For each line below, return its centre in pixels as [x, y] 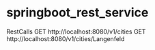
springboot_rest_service [77, 13]
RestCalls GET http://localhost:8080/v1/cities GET [76, 32]
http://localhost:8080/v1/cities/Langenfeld [66, 38]
